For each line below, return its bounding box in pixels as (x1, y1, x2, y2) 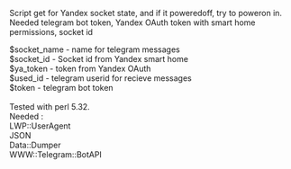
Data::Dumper (9, 139, 61, 150)
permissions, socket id (9, 27, 93, 37)
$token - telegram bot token (9, 83, 114, 93)
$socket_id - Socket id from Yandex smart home (9, 54, 189, 64)
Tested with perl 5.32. (9, 102, 90, 111)
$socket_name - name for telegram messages (9, 44, 180, 55)
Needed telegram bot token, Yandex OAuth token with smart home (9, 17, 256, 28)
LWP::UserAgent (9, 120, 71, 131)
